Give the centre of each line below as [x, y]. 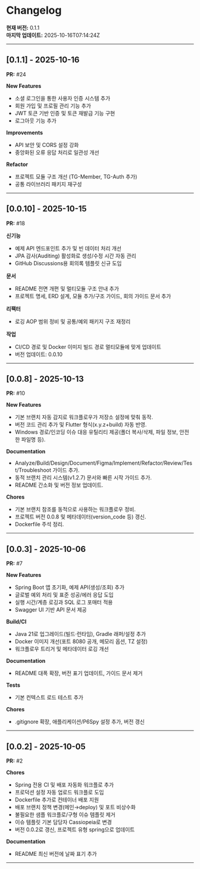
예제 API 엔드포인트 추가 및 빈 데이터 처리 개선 [68, 248]
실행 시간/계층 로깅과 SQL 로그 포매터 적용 [64, 602]
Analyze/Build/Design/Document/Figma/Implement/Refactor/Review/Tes [103, 463]
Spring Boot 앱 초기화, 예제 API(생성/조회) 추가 [70, 587]
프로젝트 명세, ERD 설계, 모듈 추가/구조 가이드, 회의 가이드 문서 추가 [93, 296]
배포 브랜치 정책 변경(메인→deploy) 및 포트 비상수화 [75, 807]
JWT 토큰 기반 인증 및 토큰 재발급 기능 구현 [65, 113]
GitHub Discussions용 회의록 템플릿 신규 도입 [68, 263]
